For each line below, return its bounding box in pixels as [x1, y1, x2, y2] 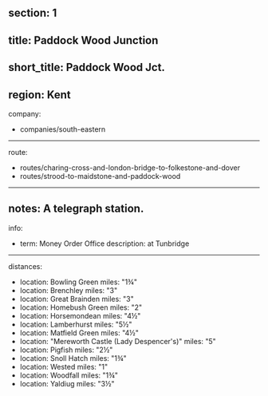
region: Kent [8, 88, 71, 101]
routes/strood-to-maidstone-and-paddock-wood [19, 171, 181, 180]
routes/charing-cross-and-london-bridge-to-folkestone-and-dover [19, 163, 241, 172]
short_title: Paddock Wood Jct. [8, 61, 166, 74]
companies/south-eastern [19, 124, 106, 134]
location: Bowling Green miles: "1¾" [19, 277, 138, 287]
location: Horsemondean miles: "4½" [19, 311, 141, 320]
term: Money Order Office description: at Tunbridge [19, 239, 190, 248]
